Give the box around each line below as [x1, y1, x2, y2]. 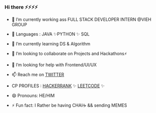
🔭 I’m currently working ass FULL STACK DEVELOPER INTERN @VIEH [11, 17, 152, 22]
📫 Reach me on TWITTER [11, 72, 64, 77]
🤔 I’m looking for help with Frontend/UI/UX [11, 62, 97, 68]
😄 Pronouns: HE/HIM [11, 93, 55, 98]
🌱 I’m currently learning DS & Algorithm [11, 41, 91, 47]
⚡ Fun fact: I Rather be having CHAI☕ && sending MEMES [11, 102, 127, 108]
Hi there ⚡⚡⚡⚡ [4, 3, 38, 10]
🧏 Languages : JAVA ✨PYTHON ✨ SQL [11, 31, 90, 37]
